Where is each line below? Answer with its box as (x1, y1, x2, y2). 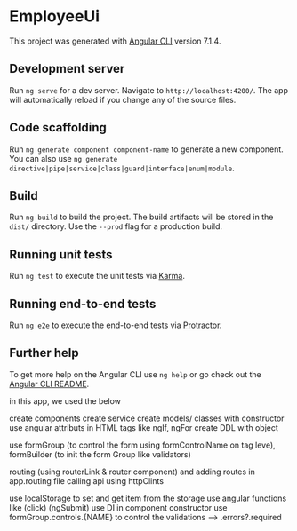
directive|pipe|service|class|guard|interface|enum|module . (9, 162, 235, 173)
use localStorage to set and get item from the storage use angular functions (9, 493, 287, 503)
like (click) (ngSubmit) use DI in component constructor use (9, 502, 228, 512)
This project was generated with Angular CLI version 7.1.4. (9, 36, 221, 46)
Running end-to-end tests (9, 296, 157, 312)
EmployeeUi (9, 6, 100, 27)
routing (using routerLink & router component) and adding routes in (9, 466, 256, 477)
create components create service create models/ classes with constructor (9, 413, 285, 424)
